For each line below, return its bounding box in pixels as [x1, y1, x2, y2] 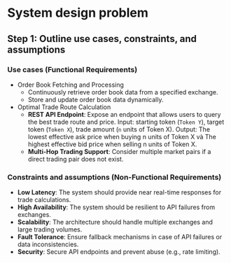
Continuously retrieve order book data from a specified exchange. [27, 87, 218, 96]
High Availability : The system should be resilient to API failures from [17, 203, 216, 211]
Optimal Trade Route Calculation [17, 103, 111, 111]
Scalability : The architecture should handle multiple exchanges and [17, 218, 213, 227]
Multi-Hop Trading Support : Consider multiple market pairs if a [27, 147, 211, 155]
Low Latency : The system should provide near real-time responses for [17, 188, 222, 197]
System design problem [7, 5, 149, 21]
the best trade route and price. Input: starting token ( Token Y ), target [27, 118, 225, 126]
